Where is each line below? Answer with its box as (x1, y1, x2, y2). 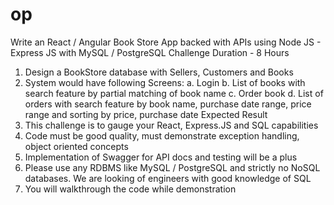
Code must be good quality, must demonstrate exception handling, (24, 129, 300, 142)
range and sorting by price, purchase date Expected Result (24, 108, 268, 120)
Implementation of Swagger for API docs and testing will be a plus (24, 151, 298, 163)
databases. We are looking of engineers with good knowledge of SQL (24, 172, 312, 184)
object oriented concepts (24, 140, 129, 152)
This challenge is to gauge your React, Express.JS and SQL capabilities (24, 119, 319, 131)
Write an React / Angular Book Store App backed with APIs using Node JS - (10, 36, 322, 48)
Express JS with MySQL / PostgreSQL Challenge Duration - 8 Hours (10, 46, 290, 58)
